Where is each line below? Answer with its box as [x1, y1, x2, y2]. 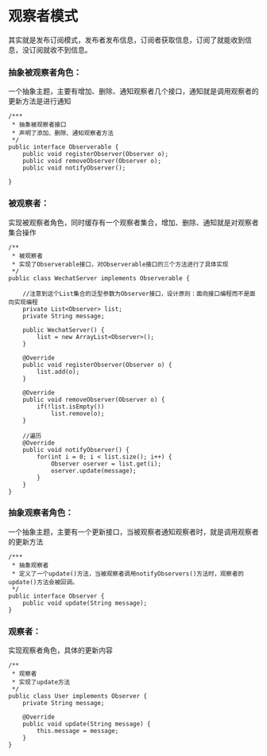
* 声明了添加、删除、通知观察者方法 [11, 129, 114, 138]
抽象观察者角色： [8, 507, 74, 518]
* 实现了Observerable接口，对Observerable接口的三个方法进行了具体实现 [11, 260, 229, 268]
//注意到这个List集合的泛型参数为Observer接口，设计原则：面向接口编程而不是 [22, 290, 250, 298]
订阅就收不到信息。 [29, 45, 92, 54]
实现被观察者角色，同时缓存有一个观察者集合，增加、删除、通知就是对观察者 [8, 217, 259, 227]
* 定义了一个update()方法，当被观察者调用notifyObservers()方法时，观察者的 [11, 570, 244, 578]
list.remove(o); [50, 409, 105, 418]
